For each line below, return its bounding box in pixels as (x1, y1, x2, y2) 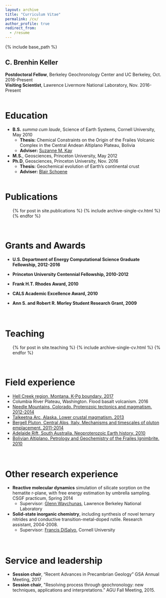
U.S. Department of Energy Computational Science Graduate (12, 256, 140, 262)
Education (5, 110, 48, 121)
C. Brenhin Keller (5, 58, 58, 67)
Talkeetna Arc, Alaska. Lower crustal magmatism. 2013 (12, 414, 124, 420)
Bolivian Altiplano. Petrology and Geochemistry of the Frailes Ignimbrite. (12, 435, 160, 441)
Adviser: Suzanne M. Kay (19, 147, 73, 153)
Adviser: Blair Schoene (19, 168, 68, 174)
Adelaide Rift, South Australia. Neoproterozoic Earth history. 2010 (12, 430, 146, 436)
